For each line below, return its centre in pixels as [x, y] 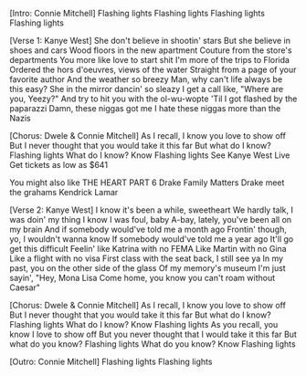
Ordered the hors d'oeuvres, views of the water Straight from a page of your [153, 69]
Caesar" [25, 287]
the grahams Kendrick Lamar [64, 192]
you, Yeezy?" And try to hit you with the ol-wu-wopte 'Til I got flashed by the [153, 99]
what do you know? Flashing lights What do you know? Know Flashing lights [153, 344]
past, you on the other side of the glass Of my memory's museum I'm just [148, 268]
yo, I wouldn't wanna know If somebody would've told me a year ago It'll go [152, 239]
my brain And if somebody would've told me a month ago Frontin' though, [148, 229]
